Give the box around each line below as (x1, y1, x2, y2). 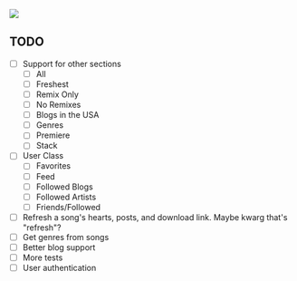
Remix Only (35, 89, 80, 100)
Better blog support (22, 241, 96, 253)
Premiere (35, 130, 71, 140)
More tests (22, 252, 63, 263)
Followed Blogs (35, 181, 93, 192)
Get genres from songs (22, 231, 110, 242)
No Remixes (35, 100, 81, 111)
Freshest (35, 78, 70, 90)
